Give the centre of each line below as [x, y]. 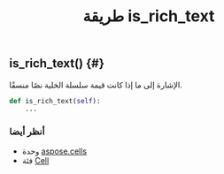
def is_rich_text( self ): [55, 101]
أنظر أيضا [27, 132]
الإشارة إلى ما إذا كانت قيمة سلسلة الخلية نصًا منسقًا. [96, 85]
